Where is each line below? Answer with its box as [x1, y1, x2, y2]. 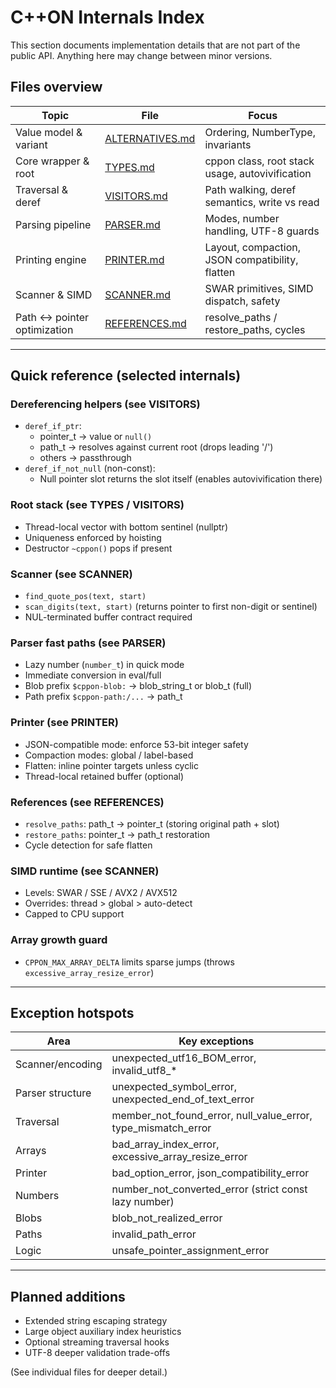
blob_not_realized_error [111, 1211, 223, 1225]
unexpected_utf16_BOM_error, [111, 1051, 257, 1065]
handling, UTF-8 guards [204, 224, 320, 238]
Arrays [15, 1144, 47, 1158]
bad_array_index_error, [111, 1137, 220, 1151]
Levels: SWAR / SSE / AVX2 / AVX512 [24, 887, 178, 899]
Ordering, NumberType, [204, 125, 316, 139]
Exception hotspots [10, 1004, 135, 1021]
